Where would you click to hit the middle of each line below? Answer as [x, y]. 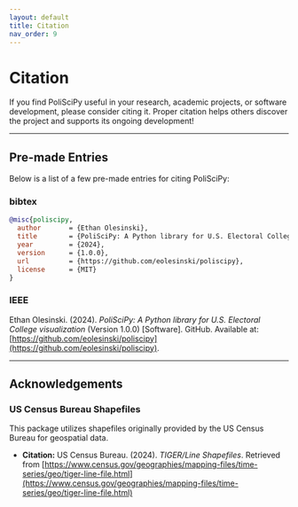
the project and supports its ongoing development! [102, 121]
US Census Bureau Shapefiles [75, 409]
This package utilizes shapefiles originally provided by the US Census [137, 429]
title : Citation [39, 26]
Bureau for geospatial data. [59, 438]
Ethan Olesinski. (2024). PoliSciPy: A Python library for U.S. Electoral [135, 319]
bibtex [23, 202]
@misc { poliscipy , [41, 220]
